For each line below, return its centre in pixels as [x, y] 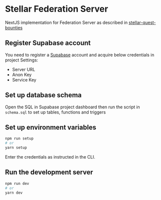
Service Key [24, 80]
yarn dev [14, 193]
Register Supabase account [48, 43]
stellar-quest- [142, 22]
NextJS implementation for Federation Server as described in [66, 22]
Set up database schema [43, 95]
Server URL [24, 69]
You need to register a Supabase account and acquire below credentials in [80, 55]
